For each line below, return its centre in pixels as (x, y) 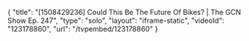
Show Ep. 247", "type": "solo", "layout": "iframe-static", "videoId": (116, 20)
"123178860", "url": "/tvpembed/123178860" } (83, 29)
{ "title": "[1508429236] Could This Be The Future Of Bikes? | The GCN (124, 12)
